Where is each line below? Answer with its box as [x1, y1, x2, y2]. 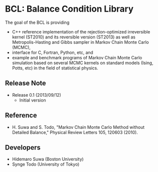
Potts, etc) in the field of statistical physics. [12, 65, 98, 71]
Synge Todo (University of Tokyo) [12, 161, 79, 167]
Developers [5, 143, 41, 152]
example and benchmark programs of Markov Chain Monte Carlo [12, 54, 142, 60]
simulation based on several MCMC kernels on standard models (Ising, [12, 60, 154, 66]
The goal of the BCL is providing [5, 19, 69, 25]
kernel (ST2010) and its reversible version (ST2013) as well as [12, 34, 136, 40]
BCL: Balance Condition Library [5, 3, 134, 15]
